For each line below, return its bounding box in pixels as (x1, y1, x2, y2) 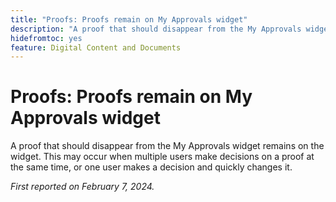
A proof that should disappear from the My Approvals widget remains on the (10, 140, 325, 152)
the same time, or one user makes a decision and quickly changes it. (10, 161, 293, 173)
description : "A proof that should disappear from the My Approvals (10, 24, 302, 34)
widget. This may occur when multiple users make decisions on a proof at (10, 151, 315, 163)
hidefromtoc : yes (10, 33, 83, 43)
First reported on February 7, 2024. (10, 181, 155, 193)
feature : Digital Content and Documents (10, 42, 182, 53)
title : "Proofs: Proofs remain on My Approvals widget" (10, 14, 248, 25)
